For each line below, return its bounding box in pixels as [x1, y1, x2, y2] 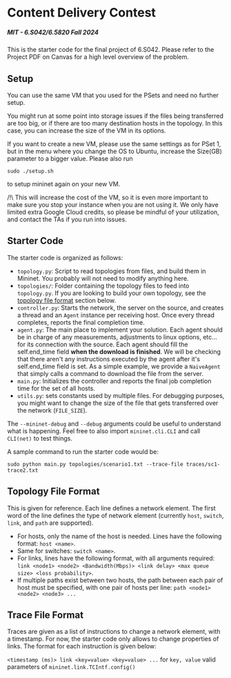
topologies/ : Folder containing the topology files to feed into [17, 281, 190, 290]
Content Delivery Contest [7, 5, 157, 21]
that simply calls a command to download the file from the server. [17, 369, 203, 377]
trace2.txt [7, 467, 39, 474]
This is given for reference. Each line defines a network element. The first [7, 503, 216, 512]
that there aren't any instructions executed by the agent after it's [17, 355, 201, 363]
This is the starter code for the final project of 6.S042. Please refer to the [7, 46, 214, 54]
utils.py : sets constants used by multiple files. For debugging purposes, [17, 391, 225, 399]
